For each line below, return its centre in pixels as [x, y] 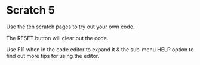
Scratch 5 [31, 10]
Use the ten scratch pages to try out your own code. [70, 27]
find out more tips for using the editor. [53, 56]
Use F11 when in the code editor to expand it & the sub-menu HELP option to [100, 49]
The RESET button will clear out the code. [57, 38]
